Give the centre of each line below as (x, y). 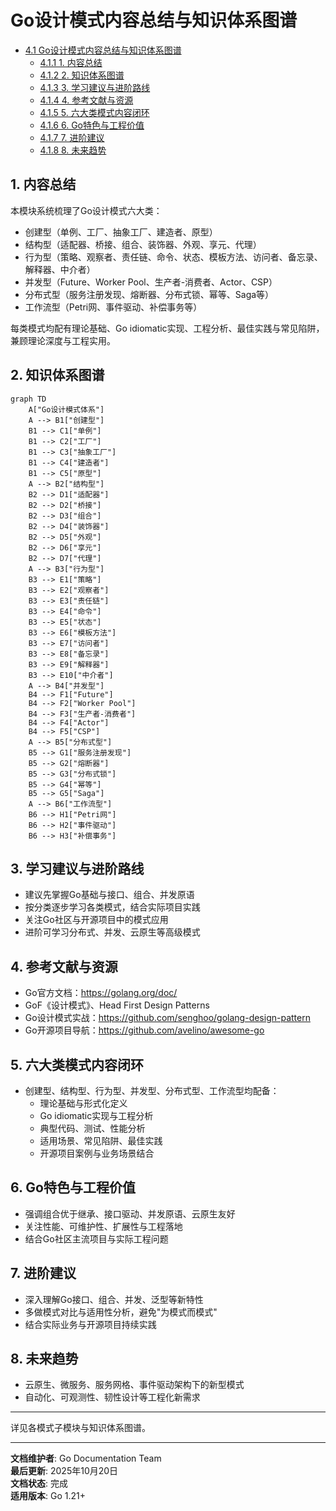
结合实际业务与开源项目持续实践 (90, 1324)
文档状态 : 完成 (39, 1483)
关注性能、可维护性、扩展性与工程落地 (103, 1226)
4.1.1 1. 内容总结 (71, 62)
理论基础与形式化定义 (83, 1103)
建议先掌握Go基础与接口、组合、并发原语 (109, 895)
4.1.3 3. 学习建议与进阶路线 (95, 87)
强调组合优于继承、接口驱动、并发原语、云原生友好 (130, 1213)
